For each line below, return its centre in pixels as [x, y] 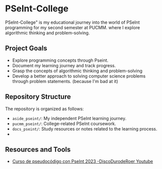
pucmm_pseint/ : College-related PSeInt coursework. [64, 124]
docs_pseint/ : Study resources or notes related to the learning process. [85, 128]
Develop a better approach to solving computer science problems [79, 76]
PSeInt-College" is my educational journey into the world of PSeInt [72, 22]
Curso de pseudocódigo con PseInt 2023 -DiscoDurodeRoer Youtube [83, 162]
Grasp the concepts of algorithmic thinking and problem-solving [77, 71]
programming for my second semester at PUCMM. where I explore [73, 27]
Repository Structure [38, 97]
